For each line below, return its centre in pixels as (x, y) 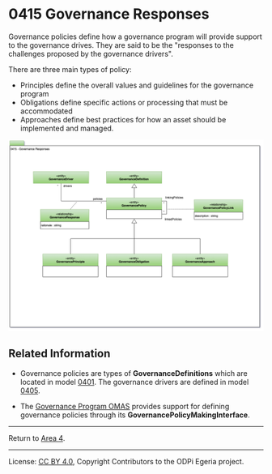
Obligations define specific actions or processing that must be (124, 102)
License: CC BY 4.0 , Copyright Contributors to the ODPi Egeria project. (126, 461)
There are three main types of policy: (70, 69)
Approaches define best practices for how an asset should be (123, 119)
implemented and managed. (67, 128)
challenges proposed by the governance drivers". (91, 53)
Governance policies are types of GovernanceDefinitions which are (134, 373)
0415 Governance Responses (109, 14)
